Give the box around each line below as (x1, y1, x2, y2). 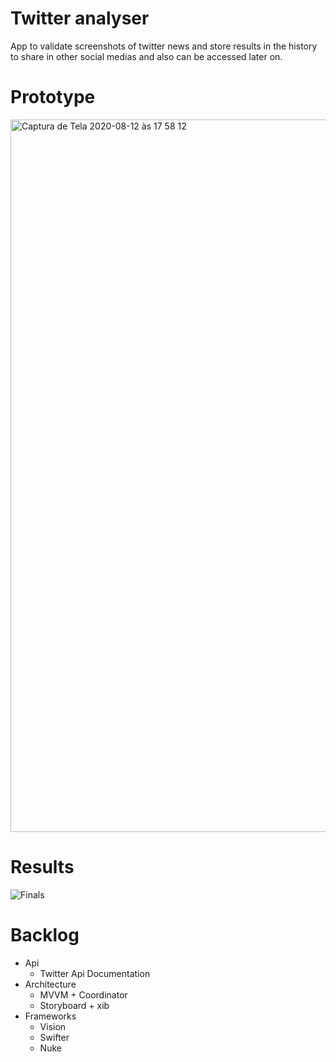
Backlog (10, 924, 80, 946)
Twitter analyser (10, 7, 150, 30)
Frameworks (24, 1010, 77, 1022)
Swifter (39, 1031, 70, 1043)
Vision (39, 1020, 67, 1032)
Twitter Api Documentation (39, 967, 151, 979)
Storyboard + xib (39, 999, 110, 1011)
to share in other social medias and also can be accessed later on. (10, 50, 283, 62)
